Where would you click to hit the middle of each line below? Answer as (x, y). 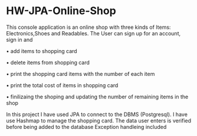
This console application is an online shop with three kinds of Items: (88, 27)
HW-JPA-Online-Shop (61, 11)
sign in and (19, 39)
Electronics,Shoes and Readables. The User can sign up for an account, (93, 33)
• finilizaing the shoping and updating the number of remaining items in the (97, 97)
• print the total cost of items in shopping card (62, 85)
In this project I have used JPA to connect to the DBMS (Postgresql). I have (97, 114)
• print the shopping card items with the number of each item (81, 74)
